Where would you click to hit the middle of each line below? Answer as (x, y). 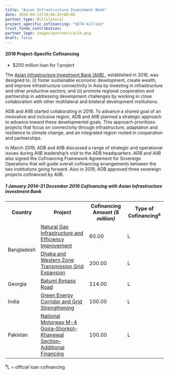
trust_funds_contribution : (33, 29)
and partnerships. (24, 138)
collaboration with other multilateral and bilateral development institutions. (82, 102)
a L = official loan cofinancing (35, 366)
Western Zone (57, 260)
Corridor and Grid (61, 302)
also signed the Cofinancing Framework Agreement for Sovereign (73, 158)
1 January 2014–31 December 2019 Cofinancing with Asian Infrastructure (84, 186)
